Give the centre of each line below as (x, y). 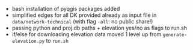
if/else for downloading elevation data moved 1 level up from (87, 34)
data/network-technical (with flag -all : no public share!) (82, 21)
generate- (175, 35)
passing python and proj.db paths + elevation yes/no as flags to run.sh (100, 28)
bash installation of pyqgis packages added (66, 9)
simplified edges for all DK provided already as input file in (84, 15)
